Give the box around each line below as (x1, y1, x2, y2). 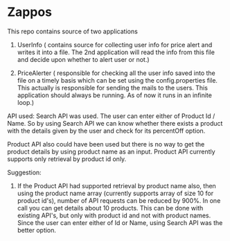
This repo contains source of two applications (7, 27, 139, 35)
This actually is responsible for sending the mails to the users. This (17, 83, 208, 92)
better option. (17, 226, 57, 234)
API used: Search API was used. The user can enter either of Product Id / (7, 112, 215, 120)
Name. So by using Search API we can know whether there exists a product (7, 119, 223, 127)
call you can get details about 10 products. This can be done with (17, 203, 204, 212)
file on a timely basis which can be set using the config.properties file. (17, 76, 218, 84)
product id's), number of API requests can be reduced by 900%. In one (17, 196, 221, 205)
